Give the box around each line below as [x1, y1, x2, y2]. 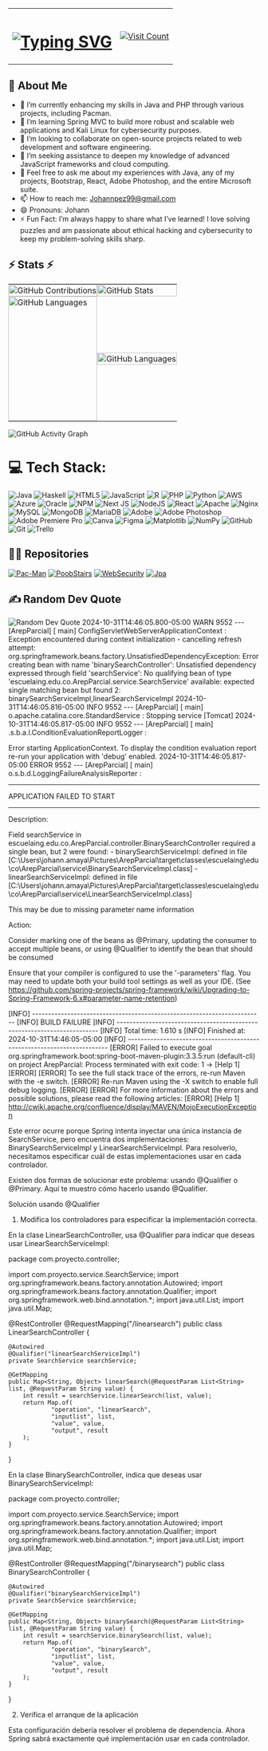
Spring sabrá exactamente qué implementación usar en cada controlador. [8, 1734, 250, 1744]
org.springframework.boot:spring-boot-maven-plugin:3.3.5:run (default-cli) [8, 1051, 256, 1061]
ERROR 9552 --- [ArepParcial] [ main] [29, 760, 153, 770]
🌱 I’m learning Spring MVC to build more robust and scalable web [19, 117, 235, 127]
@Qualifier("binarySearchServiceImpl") [8, 1590, 141, 1598]
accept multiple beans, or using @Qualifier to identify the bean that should [8, 945, 253, 954]
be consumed [8, 952, 54, 962]
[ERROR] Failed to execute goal [109, 1043, 213, 1052]
